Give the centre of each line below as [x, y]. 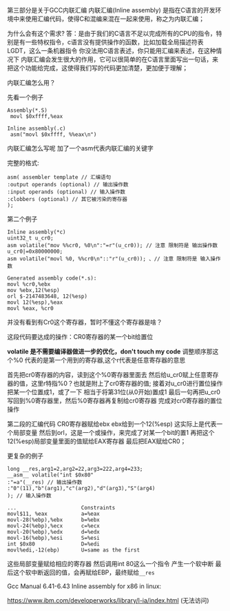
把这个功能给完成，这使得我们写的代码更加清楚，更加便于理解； [97, 68]
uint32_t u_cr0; [30, 238]
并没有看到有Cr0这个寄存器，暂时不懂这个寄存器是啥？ [85, 322]
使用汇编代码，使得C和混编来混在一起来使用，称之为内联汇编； [115, 19]
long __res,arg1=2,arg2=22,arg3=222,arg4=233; [75, 469]
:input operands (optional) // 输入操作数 [66, 192]
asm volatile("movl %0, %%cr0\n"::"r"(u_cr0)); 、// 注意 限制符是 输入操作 [114, 259]
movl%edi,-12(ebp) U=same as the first [73, 550]
